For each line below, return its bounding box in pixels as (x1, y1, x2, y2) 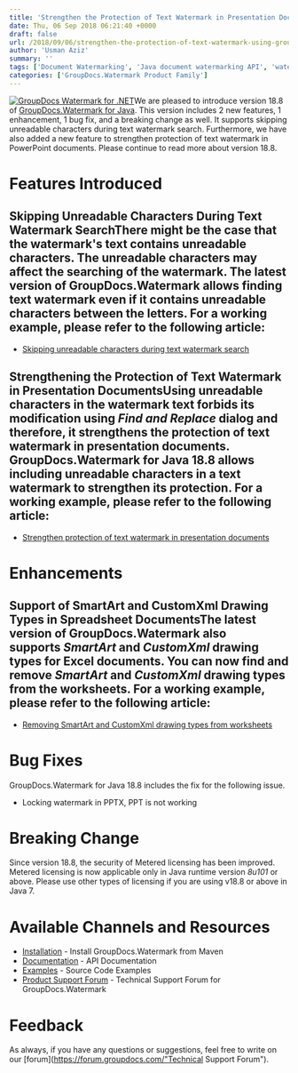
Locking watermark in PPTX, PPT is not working (21, 797, 198, 807)
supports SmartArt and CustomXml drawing (9, 640, 259, 655)
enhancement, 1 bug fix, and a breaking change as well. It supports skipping (9, 114, 287, 124)
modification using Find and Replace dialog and (9, 411, 278, 427)
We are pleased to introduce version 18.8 (134, 95, 284, 106)
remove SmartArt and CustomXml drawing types (9, 668, 286, 683)
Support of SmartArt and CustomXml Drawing (9, 598, 269, 613)
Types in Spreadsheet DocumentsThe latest (9, 613, 257, 628)
